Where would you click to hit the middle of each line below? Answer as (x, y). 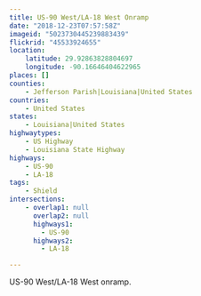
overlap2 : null (61, 216)
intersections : (37, 200)
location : (28, 51)
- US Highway (49, 141)
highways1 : (53, 224)
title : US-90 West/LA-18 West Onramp (79, 17)
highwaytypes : (36, 133)
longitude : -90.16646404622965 (83, 68)
